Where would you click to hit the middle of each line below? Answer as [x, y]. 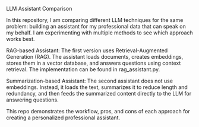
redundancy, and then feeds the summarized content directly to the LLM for [99, 93]
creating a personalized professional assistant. [63, 118]
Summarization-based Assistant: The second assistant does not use [90, 81]
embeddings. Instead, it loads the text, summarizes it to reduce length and [97, 87]
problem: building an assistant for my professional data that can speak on [96, 26]
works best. [20, 39]
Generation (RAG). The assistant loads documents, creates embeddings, [95, 57]
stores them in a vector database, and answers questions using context [94, 63]
